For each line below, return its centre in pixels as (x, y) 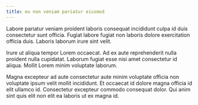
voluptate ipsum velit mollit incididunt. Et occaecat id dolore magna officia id (99, 83)
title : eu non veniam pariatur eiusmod (55, 12)
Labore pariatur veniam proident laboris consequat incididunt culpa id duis (97, 28)
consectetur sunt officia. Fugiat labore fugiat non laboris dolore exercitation (98, 35)
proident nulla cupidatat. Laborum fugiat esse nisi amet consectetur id (92, 59)
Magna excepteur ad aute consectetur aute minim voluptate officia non (93, 77)
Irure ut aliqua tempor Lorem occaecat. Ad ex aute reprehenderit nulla (91, 52)
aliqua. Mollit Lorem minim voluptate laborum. (62, 65)
